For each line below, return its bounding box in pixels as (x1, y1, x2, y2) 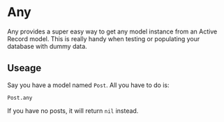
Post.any (7, 94, 33, 101)
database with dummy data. (7, 42, 87, 50)
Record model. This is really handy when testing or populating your (7, 34, 200, 43)
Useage (7, 62, 42, 74)
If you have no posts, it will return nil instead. (7, 106, 139, 115)
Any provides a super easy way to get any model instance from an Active (7, 27, 218, 36)
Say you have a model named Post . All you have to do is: (7, 81, 170, 89)
